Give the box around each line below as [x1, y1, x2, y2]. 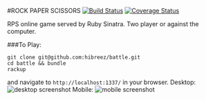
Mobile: [72, 86, 94, 93]
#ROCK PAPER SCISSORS [7, 7, 81, 14]
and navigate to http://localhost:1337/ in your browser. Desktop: [7, 78, 196, 86]
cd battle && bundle [7, 60, 67, 67]
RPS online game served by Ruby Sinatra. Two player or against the [7, 20, 199, 28]
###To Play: [7, 41, 41, 48]
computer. [7, 28, 37, 35]
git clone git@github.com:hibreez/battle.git [7, 54, 140, 61]
